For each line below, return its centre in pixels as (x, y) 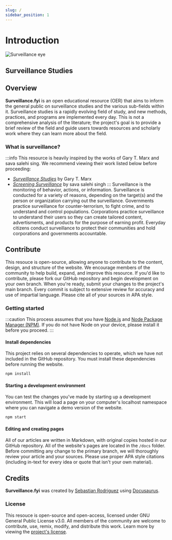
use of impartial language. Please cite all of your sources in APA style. (79, 295)
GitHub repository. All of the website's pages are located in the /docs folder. (85, 446)
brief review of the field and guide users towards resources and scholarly (83, 128)
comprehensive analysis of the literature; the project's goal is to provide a (83, 122)
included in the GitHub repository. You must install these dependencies (80, 359)
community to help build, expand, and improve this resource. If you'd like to (85, 273)
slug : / (14, 10)
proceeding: (18, 169)
